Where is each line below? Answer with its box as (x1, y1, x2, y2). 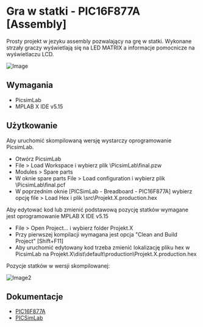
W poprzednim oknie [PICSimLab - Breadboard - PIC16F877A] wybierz (15, 188, 193, 195)
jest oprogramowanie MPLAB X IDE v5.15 (6, 212, 109, 219)
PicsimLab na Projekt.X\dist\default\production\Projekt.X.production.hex (15, 250, 197, 257)
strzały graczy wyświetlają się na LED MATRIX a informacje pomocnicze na (6, 44, 195, 51)
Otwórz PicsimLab (15, 155, 62, 163)
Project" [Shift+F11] (15, 237, 64, 244)
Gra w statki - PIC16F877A (6, 4, 140, 18)
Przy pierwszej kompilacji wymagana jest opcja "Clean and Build (15, 230, 178, 238)
